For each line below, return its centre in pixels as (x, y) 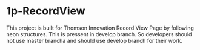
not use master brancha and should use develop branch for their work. (95, 40)
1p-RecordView (46, 11)
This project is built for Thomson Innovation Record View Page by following (100, 28)
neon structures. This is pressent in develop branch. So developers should (99, 34)
